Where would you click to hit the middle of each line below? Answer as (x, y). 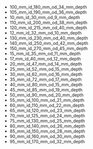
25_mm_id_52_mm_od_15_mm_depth (46, 69)
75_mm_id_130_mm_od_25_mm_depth (47, 121)
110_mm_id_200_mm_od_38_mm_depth (48, 22)
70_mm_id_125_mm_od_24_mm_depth (47, 116)
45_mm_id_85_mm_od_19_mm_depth (46, 90)
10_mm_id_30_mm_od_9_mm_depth (45, 17)
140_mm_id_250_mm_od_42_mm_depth (49, 43)
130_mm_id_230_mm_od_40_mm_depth (49, 38)
